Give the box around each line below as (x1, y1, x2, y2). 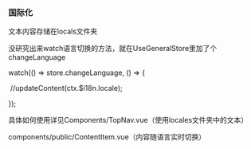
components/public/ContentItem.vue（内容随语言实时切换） (8, 132, 206, 142)
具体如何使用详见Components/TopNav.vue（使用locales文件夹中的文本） (8, 116, 249, 125)
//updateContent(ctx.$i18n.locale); (10, 84, 124, 93)
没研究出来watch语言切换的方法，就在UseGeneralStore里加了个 (8, 44, 218, 53)
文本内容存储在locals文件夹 (8, 26, 98, 37)
